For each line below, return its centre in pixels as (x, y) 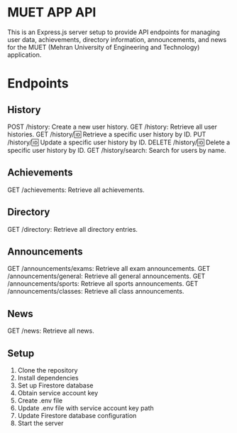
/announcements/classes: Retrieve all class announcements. (96, 292)
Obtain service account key (58, 393)
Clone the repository (48, 370)
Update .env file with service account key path (86, 408)
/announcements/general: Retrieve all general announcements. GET (106, 276)
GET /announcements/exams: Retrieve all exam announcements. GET (109, 269)
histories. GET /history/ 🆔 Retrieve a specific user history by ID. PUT (107, 134)
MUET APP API (52, 12)
